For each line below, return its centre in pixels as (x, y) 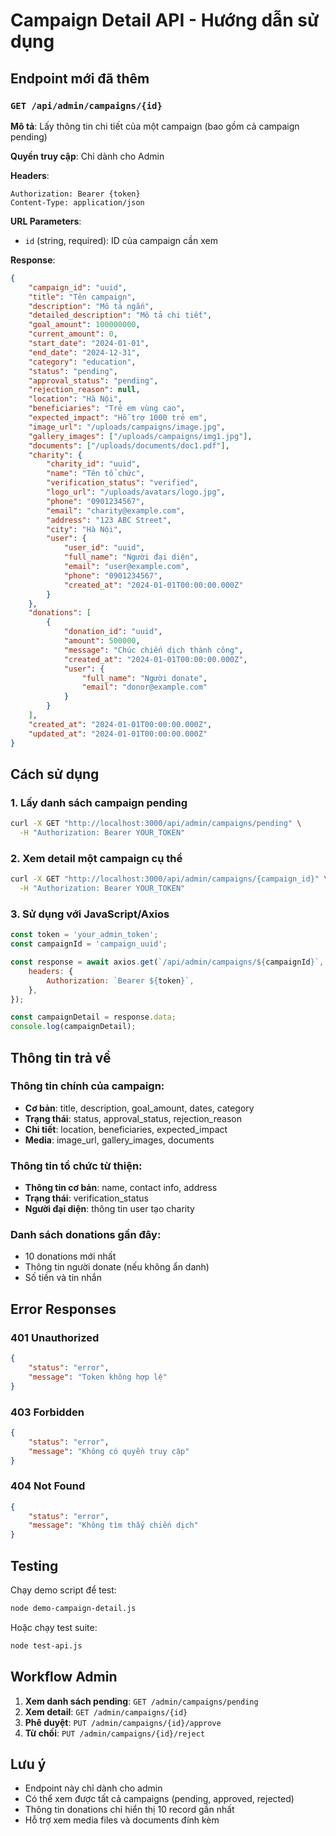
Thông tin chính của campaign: (87, 1086)
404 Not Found (48, 1486)
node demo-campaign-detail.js (73, 1609)
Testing (34, 1565)
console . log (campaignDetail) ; (73, 1027)
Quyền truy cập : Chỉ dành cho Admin (87, 156)
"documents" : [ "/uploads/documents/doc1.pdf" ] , (129, 445)
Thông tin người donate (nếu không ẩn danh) (117, 1267)
